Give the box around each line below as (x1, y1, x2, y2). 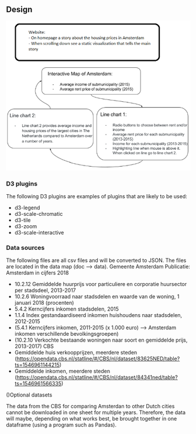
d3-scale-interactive (14, 229, 64, 236)
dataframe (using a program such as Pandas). (6, 421, 117, 429)
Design (6, 5, 33, 15)
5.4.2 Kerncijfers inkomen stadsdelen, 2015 (14, 305, 119, 312)
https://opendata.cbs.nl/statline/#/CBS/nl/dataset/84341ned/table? (16, 374, 178, 381)
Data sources (6, 243, 45, 252)
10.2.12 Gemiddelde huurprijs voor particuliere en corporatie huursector (14, 281, 187, 288)
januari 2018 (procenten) (14, 299, 74, 306)
